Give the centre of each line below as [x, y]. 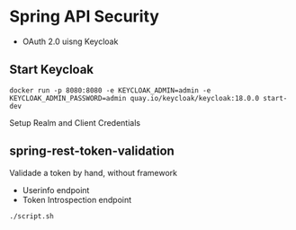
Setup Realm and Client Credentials [75, 122]
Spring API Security [85, 17]
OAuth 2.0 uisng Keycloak [70, 41]
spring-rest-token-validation [92, 151]
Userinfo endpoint [56, 190]
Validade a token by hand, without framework [94, 172]
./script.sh [31, 216]
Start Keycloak [52, 70]
